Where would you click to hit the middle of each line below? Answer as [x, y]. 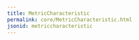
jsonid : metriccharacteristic [50, 26]
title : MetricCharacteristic [48, 13]
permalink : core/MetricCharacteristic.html [70, 20]
